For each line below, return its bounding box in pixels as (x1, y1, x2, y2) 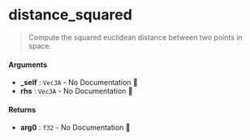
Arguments (8, 59, 48, 70)
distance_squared (8, 6, 132, 24)
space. (28, 40, 51, 50)
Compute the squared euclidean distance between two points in (28, 32, 243, 42)
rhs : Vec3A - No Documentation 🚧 (19, 87, 133, 96)
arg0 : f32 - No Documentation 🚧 (19, 123, 131, 133)
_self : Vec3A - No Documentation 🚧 (19, 78, 138, 87)
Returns (8, 104, 37, 114)
